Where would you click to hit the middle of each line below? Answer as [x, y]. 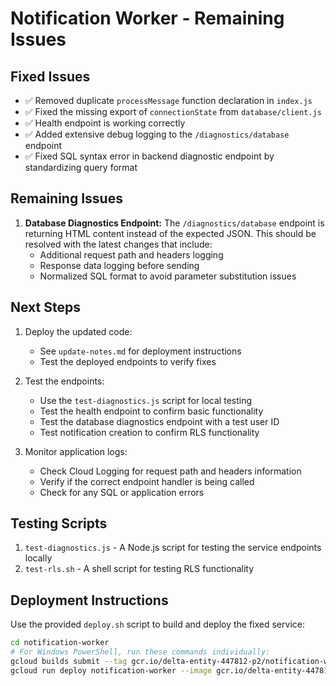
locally [38, 558]
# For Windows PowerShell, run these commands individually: [140, 652]
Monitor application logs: [76, 451]
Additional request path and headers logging [131, 254]
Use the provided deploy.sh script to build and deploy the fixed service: [157, 624]
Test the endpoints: [64, 381]
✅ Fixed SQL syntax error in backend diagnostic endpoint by [149, 156]
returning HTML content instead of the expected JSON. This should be [170, 233]
